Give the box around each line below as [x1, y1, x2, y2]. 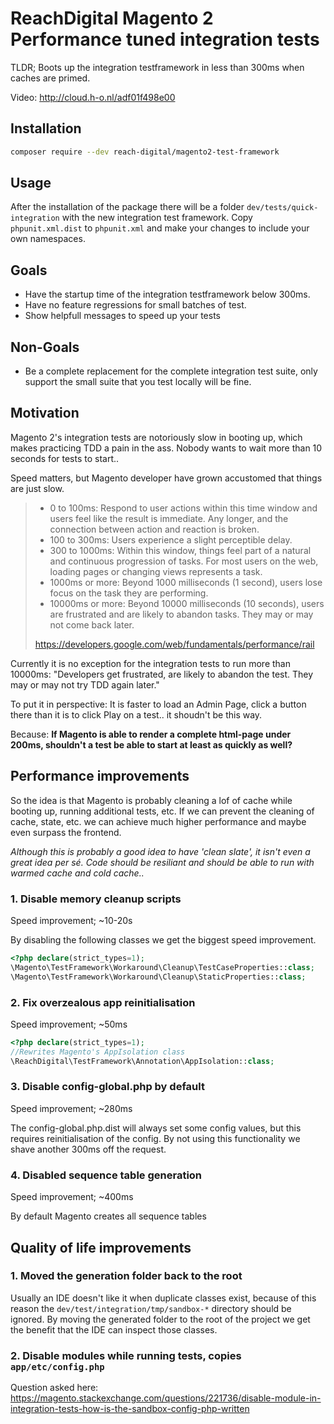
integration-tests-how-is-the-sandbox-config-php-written [10, 1403, 250, 1415]
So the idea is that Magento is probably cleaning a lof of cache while [10, 794, 293, 806]
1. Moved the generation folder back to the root [10, 1269, 243, 1283]
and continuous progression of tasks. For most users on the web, [49, 555, 319, 567]
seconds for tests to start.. [10, 452, 120, 464]
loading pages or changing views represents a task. [49, 565, 263, 577]
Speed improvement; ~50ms [10, 1018, 128, 1030]
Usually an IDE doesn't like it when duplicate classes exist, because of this [10, 1292, 317, 1304]
